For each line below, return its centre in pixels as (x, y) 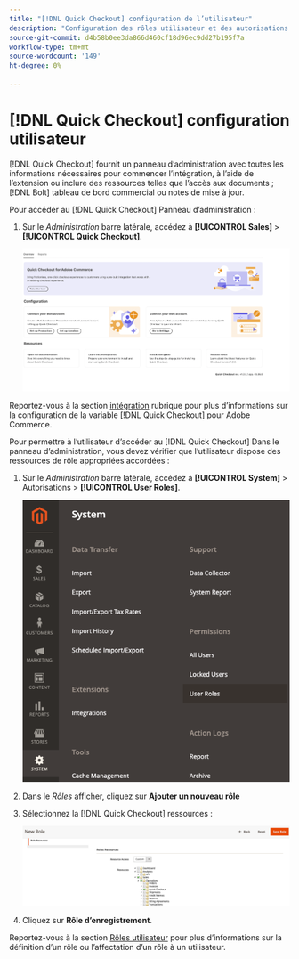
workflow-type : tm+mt (49, 47)
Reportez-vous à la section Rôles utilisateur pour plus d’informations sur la (145, 937)
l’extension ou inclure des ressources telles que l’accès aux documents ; (141, 183)
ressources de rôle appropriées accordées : (89, 460)
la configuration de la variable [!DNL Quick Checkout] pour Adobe (130, 415)
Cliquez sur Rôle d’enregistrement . (87, 920)
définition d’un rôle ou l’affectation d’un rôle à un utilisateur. (117, 947)
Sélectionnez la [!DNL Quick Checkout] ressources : (117, 814)
